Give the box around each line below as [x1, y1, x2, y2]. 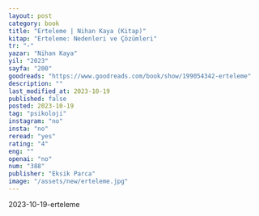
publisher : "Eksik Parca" [8, 170, 96, 178]
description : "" [8, 79, 63, 87]
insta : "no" [8, 125, 49, 133]
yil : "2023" [8, 57, 49, 66]
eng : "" [8, 147, 35, 155]
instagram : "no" [8, 117, 63, 125]
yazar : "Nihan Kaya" [8, 49, 79, 57]
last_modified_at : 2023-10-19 [8, 87, 111, 95]
